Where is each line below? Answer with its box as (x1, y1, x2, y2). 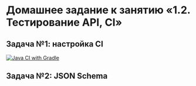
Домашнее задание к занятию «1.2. (6, 3, 191, 17)
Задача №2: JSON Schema (6, 71, 108, 81)
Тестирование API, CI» (6, 16, 123, 29)
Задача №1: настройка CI (6, 39, 104, 49)
